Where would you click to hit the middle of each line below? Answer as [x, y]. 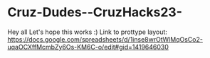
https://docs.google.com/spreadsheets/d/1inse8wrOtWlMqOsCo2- [105, 39]
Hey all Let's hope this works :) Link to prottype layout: [87, 32]
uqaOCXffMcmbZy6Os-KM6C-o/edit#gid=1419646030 [88, 47]
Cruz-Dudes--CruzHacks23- [95, 12]
